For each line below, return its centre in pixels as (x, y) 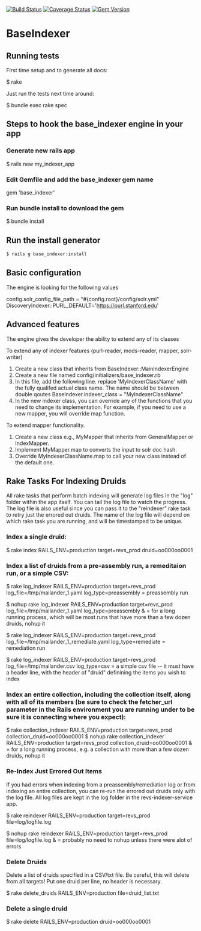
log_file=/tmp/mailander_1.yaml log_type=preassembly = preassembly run (97, 593)
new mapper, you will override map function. (70, 413)
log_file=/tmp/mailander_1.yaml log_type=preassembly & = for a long (91, 611)
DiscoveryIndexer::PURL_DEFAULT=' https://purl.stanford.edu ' (82, 305)
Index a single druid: (37, 537)
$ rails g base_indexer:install (46, 254)
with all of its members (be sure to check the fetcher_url (89, 702)
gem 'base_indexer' (31, 192)
